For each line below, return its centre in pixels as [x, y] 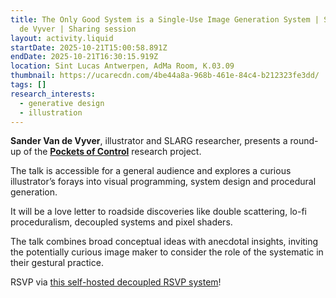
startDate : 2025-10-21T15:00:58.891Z [89, 47]
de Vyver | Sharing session [78, 29]
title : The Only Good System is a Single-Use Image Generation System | [165, 19]
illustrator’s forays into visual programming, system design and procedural [163, 182]
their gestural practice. [57, 263]
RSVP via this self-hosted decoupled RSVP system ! [116, 282]
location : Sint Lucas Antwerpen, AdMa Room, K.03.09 [122, 66]
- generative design [62, 103]
